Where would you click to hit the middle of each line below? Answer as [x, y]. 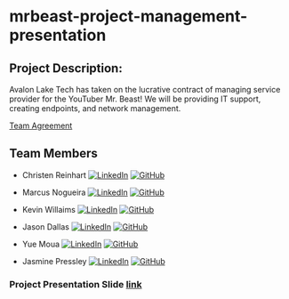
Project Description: [66, 68]
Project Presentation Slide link [76, 284]
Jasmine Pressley [54, 261]
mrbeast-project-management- [128, 16]
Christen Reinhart [54, 174]
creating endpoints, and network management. [95, 108]
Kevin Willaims [48, 209]
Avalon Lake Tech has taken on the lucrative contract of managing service [145, 89]
